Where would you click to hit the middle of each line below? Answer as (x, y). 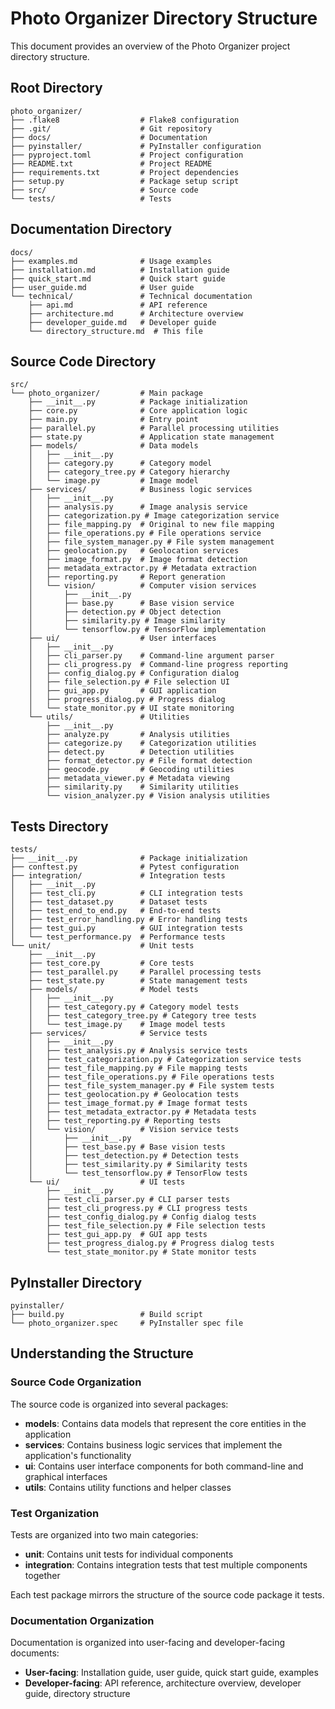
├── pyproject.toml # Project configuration (127, 155)
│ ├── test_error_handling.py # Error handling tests (129, 920)
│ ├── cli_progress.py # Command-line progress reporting (158, 665)
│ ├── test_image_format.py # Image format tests (138, 1103)
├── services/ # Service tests (118, 1033)
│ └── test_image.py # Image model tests (127, 1025)
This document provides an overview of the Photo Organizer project (150, 46)
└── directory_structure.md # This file (115, 331)
